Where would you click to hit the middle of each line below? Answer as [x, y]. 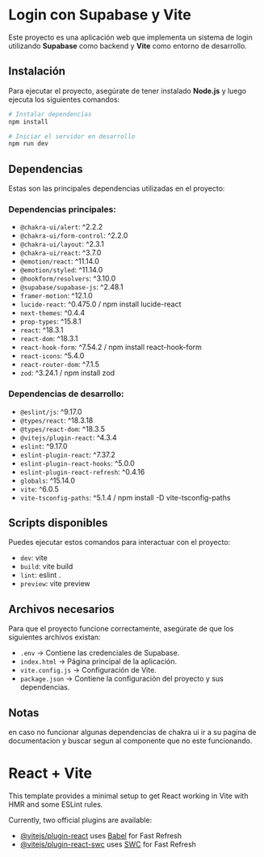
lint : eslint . [40, 575]
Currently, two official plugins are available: [80, 820]
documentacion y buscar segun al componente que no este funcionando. [130, 741]
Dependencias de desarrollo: [66, 394]
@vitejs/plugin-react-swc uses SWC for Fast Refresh [108, 844]
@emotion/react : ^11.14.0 [59, 261]
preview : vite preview [55, 584]
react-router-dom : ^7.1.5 [59, 365]
